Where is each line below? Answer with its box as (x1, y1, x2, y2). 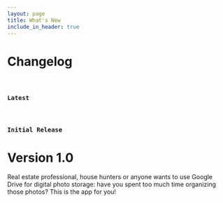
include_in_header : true (7, 23, 80, 30)
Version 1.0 (7, 150, 74, 165)
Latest (7, 94, 30, 102)
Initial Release (7, 125, 63, 134)
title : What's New (7, 17, 61, 24)
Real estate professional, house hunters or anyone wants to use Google (7, 173, 213, 181)
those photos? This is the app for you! (7, 188, 117, 196)
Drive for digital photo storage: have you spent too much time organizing (7, 180, 217, 189)
